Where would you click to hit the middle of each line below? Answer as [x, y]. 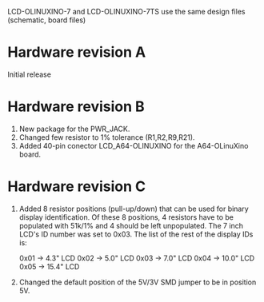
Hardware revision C [77, 187]
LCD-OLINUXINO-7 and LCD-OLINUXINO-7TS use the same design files [126, 12]
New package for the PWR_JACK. [74, 129]
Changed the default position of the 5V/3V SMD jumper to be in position [138, 282]
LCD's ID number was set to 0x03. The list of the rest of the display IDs [136, 234]
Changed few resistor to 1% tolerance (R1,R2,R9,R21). [107, 137]
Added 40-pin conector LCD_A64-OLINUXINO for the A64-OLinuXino [134, 145]
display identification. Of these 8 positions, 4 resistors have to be [126, 217]
